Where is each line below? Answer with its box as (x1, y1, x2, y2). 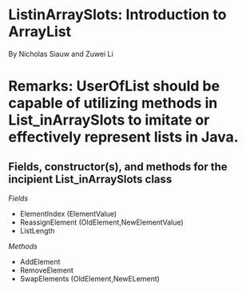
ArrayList (8, 22, 72, 41)
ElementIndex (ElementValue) (19, 209, 117, 218)
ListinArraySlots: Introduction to (8, 6, 227, 24)
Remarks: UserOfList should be (8, 78, 220, 95)
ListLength (19, 225, 55, 235)
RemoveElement (19, 265, 74, 275)
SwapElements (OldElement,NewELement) (19, 273, 160, 283)
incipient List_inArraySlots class (8, 172, 173, 185)
